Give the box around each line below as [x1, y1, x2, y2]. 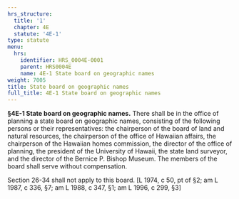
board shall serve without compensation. [7, 162, 127, 171]
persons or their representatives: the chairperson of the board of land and [7, 124, 225, 133]
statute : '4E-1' [14, 30, 62, 38]
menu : [7, 43, 24, 50]
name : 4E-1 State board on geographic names [20, 70, 155, 77]
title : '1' [14, 17, 46, 24]
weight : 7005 [7, 76, 46, 84]
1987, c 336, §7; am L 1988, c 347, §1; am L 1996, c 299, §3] [7, 183, 182, 192]
